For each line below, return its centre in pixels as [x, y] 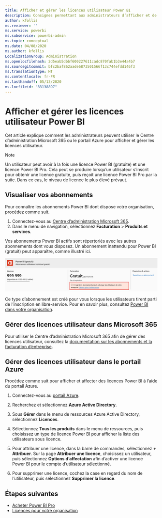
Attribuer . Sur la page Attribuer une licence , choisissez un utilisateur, [82, 454]
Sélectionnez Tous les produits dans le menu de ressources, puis [77, 429]
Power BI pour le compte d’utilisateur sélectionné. [61, 464]
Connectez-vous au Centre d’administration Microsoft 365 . [71, 221]
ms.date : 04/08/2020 [26, 46]
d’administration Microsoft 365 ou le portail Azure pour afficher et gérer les [80, 140]
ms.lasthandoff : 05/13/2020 [33, 82]
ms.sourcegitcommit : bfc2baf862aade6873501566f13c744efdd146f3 [70, 66]
